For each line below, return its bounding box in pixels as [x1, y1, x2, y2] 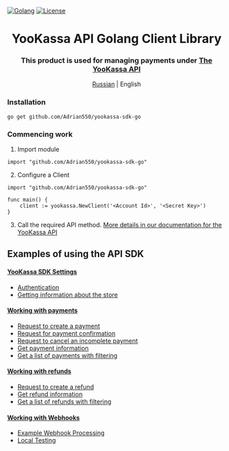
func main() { [7, 197, 49, 204]
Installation [7, 97, 46, 107]
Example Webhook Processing [17, 429, 105, 437]
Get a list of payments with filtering [17, 351, 118, 359]
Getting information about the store [17, 290, 118, 299]
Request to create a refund [17, 383, 94, 391]
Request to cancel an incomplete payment [17, 336, 138, 345]
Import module [17, 145, 60, 154]
